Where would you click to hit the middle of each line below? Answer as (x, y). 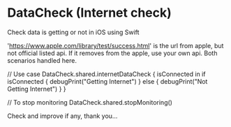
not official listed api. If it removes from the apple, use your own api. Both (112, 53)
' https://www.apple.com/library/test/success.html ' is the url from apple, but (115, 45)
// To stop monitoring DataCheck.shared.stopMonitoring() (90, 102)
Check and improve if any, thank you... (62, 116)
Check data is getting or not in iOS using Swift (73, 32)
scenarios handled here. (42, 60)
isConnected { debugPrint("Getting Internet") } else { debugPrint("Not (107, 81)
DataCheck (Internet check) (90, 13)
